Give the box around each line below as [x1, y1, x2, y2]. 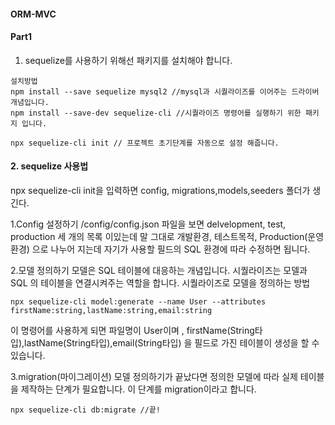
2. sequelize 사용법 [10, 160, 89, 172]
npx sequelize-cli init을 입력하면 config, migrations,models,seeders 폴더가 [10, 185, 311, 196]
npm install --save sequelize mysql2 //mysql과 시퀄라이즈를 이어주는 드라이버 [10, 86, 320, 97]
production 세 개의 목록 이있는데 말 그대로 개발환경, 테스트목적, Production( [10, 231, 308, 242]
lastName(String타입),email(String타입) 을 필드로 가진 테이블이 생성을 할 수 [24, 337, 320, 349]
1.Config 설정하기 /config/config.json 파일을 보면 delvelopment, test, [10, 218, 287, 230]
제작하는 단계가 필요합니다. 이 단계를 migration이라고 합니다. [20, 383, 257, 395]
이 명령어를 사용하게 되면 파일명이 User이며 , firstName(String [10, 325, 255, 336]
